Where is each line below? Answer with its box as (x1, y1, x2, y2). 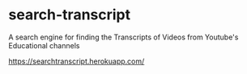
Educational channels (8, 40, 80, 50)
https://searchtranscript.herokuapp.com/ (8, 56, 145, 66)
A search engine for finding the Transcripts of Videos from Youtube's (8, 32, 239, 42)
